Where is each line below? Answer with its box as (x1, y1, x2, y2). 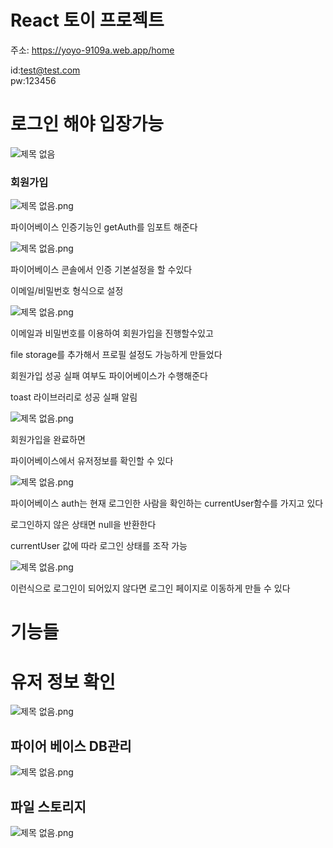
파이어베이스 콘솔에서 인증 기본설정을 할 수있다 (10, 264, 193, 276)
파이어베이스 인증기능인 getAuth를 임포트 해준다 (10, 221, 198, 233)
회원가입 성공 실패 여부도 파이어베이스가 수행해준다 (10, 370, 208, 382)
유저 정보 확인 (10, 671, 116, 693)
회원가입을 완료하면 (10, 434, 86, 446)
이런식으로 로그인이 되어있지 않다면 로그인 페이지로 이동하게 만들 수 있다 (10, 582, 291, 595)
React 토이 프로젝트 (10, 9, 165, 32)
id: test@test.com (10, 64, 81, 76)
